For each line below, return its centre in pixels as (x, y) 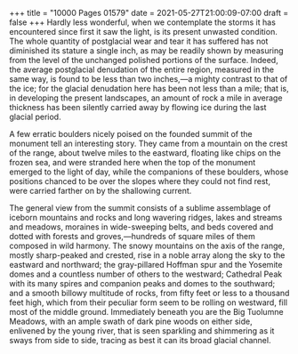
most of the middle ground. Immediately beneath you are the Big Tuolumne (146, 312)
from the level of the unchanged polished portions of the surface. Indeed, (144, 60)
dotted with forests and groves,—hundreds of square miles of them (132, 236)
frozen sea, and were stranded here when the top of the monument (133, 162)
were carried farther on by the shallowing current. (101, 191)
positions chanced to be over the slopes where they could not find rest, (140, 181)
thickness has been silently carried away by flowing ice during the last (138, 107)
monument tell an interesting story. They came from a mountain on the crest (149, 143)
